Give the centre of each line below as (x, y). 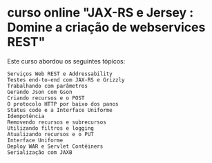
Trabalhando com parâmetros (48, 86)
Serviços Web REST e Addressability (60, 74)
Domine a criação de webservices (106, 27)
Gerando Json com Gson (40, 92)
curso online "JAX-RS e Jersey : (100, 13)
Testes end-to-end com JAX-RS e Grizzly (66, 80)
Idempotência (26, 116)
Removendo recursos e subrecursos (57, 122)
